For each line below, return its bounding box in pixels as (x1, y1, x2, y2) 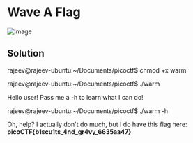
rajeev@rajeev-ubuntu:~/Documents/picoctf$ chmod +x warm (7, 66, 187, 74)
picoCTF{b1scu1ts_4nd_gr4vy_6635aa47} (7, 127, 132, 136)
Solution (7, 47, 45, 59)
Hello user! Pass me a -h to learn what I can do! (7, 93, 144, 101)
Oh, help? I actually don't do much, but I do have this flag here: (7, 120, 187, 128)
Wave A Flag (7, 4, 82, 20)
